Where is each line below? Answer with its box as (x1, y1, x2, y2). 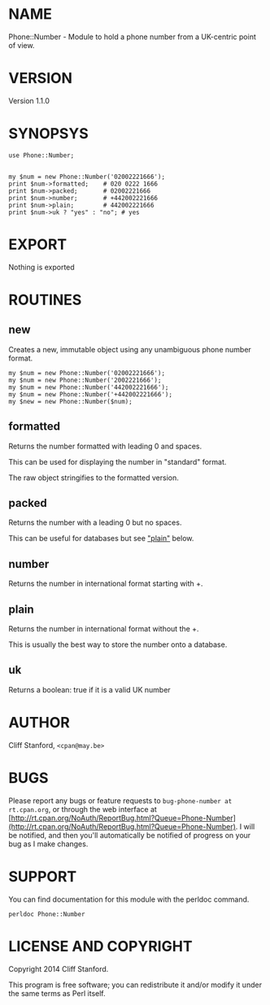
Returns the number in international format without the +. (8, 624, 199, 633)
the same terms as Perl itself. (8, 988, 106, 998)
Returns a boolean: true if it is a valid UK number (8, 684, 171, 694)
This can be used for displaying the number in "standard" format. (8, 457, 227, 466)
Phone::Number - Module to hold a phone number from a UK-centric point (8, 32, 256, 42)
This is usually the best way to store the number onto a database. (8, 640, 228, 649)
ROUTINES (8, 291, 82, 309)
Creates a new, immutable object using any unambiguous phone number (8, 344, 252, 354)
